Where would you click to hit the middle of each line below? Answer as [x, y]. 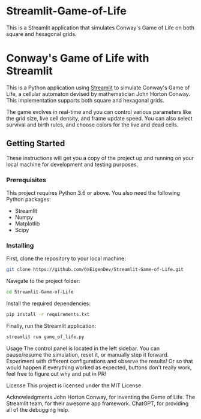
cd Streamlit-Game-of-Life [40, 292]
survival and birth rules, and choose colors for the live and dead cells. [92, 125]
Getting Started [36, 144]
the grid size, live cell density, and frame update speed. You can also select [100, 118]
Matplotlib [27, 224]
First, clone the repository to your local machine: [66, 258]
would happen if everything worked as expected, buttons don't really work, [99, 367]
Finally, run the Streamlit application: [51, 325]
